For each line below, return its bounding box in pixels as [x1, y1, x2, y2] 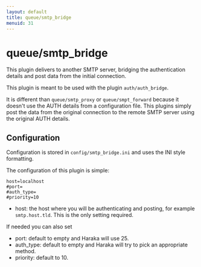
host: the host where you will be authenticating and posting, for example [14, 205, 195, 212]
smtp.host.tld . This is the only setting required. [14, 211, 134, 219]
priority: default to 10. [14, 254, 68, 262]
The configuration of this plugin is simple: [6, 167, 110, 174]
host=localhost [6, 179, 45, 185]
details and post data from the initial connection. [6, 72, 127, 80]
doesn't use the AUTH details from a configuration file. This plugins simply [6, 102, 192, 109]
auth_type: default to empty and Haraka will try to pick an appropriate [14, 241, 188, 248]
